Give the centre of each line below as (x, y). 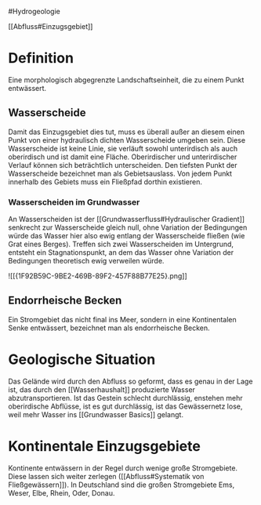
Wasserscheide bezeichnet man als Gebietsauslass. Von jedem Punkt (120, 173)
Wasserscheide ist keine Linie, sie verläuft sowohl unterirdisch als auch (123, 148)
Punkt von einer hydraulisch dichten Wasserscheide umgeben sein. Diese (127, 140)
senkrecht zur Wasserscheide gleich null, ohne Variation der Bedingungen (128, 227)
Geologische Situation (82, 360)
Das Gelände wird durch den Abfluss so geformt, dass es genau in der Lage (130, 381)
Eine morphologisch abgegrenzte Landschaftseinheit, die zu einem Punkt (126, 80)
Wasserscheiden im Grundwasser (74, 202)
